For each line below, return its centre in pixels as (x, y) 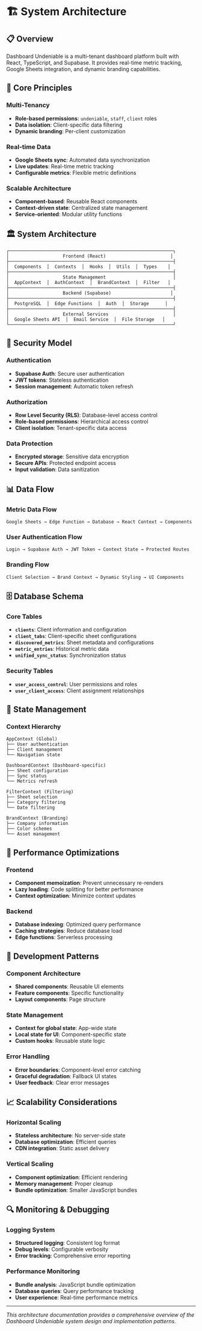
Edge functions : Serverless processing (64, 937)
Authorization (27, 402)
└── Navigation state (33, 755)
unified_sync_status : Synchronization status (70, 656)
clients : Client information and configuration (71, 630)
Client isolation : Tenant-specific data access (71, 428)
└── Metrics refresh (32, 782)
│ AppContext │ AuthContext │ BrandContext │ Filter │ (88, 283)
